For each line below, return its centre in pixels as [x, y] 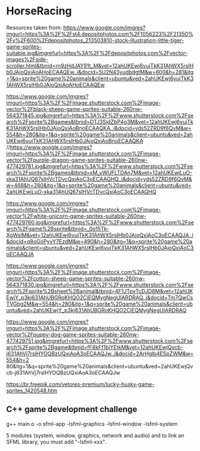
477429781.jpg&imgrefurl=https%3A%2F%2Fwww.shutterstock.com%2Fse [100, 166]
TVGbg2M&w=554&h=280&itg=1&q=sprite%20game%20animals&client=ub [99, 304]
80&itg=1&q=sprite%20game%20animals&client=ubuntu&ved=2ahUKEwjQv [100, 366]
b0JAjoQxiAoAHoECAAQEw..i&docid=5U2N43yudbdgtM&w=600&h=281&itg [100, 72]
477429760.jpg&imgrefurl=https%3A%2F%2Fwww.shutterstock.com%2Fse [100, 222]
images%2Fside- [27, 59]
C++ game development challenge [72, 409]
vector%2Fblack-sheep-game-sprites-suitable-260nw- [75, 109]
